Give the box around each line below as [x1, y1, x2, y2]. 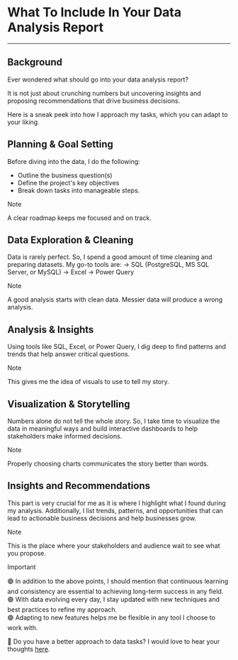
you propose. [7, 549, 46, 557]
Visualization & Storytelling [7, 398, 130, 410]
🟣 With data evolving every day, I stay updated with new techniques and [7, 595, 220, 603]
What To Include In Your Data [7, 4, 182, 21]
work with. [7, 623, 38, 632]
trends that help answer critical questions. [7, 350, 130, 358]
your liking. [7, 118, 40, 126]
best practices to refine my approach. [7, 605, 118, 614]
